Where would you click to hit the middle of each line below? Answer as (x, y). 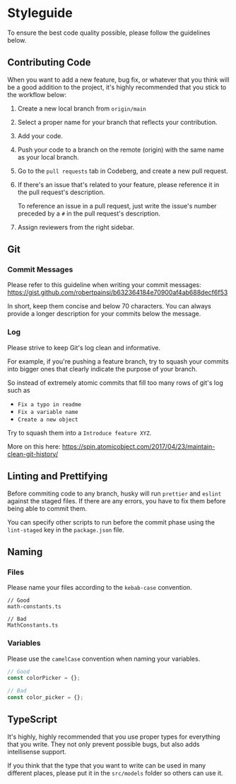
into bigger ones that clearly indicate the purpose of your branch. (102, 369)
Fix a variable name (48, 412)
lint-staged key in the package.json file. (66, 530)
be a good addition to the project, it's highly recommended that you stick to (117, 87)
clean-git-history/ (33, 454)
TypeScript (33, 720)
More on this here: (34, 446)
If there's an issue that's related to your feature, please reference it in (118, 184)
